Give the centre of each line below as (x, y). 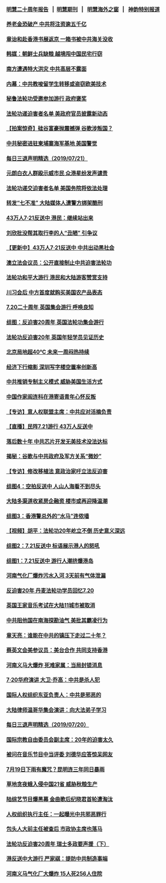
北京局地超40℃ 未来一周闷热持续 (48, 352)
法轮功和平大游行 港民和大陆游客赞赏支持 (57, 278)
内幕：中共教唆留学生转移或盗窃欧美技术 (56, 84)
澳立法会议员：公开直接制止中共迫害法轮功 (59, 263)
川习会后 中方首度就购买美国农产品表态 (54, 292)
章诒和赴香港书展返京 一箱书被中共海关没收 (60, 39)
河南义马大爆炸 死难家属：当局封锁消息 (54, 665)
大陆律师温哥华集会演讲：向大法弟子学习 (56, 710)
